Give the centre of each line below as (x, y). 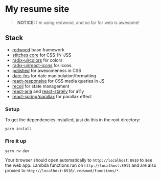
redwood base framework (38, 49)
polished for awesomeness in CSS (47, 70)
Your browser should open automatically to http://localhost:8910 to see (79, 160)
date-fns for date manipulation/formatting (54, 76)
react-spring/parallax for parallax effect (52, 96)
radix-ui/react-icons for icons (42, 65)
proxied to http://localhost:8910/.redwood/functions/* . (62, 171)
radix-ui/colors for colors (37, 60)
